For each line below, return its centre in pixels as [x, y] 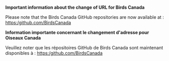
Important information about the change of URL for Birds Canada [75, 7]
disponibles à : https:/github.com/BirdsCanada [54, 53]
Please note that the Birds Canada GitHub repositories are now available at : [85, 17]
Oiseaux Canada [23, 38]
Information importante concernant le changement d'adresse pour [77, 32]
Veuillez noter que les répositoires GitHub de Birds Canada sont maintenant [84, 48]
